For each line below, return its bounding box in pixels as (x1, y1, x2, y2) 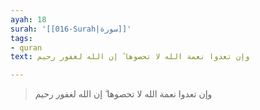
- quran (10, 42, 43, 53)
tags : (10, 33, 33, 43)
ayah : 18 (10, 14, 47, 25)
